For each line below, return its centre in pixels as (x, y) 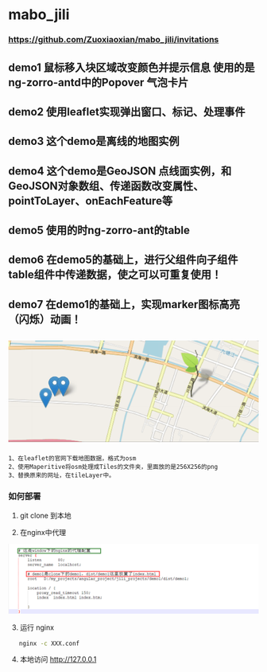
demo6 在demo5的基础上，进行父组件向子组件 (123, 260)
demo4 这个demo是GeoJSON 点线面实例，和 (120, 171)
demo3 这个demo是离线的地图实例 (94, 141)
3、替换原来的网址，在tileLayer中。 (62, 475)
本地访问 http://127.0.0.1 (58, 659)
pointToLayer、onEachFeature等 (91, 201)
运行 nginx (37, 627)
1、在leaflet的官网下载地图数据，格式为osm (72, 458)
